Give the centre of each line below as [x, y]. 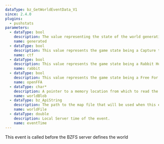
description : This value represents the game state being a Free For [86, 78]
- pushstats [22, 23]
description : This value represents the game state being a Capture [85, 50]
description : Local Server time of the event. [62, 118]
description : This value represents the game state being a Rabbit [84, 64]
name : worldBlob [31, 96]
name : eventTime [31, 123]
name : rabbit [27, 69]
